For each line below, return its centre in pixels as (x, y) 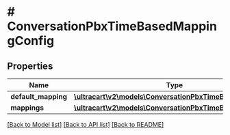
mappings (27, 108)
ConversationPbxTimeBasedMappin (112, 26)
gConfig (31, 41)
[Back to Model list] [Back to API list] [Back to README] (86, 124)
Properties (30, 66)
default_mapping (39, 96)
